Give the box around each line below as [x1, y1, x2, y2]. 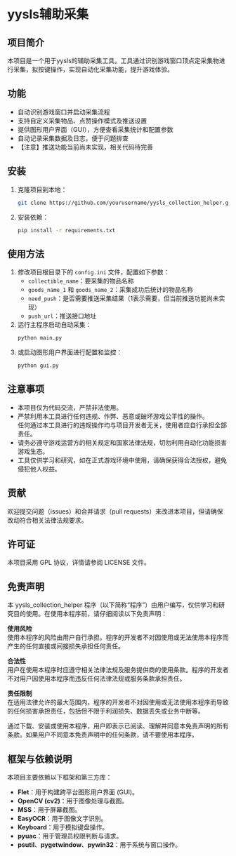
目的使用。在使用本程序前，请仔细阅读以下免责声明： [13, 610, 167, 618]
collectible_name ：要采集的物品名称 [27, 276, 135, 285]
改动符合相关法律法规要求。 [7, 516, 88, 524]
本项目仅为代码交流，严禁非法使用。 [17, 403, 123, 411]
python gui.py [17, 362, 59, 369]
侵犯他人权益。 [17, 464, 61, 473]
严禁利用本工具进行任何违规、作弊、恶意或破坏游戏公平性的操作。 [17, 412, 209, 420]
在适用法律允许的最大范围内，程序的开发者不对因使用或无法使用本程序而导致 [7, 698, 229, 707]
